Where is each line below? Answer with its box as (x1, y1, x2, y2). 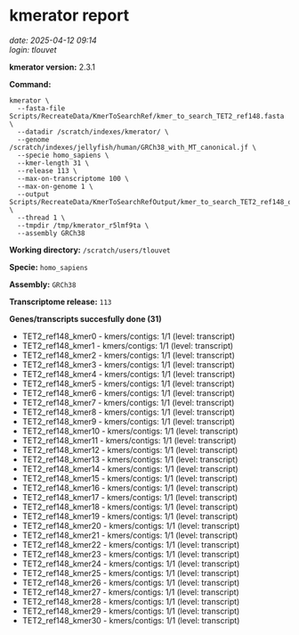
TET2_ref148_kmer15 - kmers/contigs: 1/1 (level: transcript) (21, 473, 238, 483)
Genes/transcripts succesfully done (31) (9, 313, 162, 324)
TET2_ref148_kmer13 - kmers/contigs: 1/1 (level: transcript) (21, 454, 238, 465)
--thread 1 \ (17, 213, 66, 222)
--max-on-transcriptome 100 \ (17, 174, 129, 183)
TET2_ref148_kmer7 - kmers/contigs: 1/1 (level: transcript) (21, 397, 235, 408)
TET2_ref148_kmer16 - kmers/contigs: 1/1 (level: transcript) (21, 482, 238, 493)
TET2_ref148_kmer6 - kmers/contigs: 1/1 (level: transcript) (21, 387, 236, 398)
